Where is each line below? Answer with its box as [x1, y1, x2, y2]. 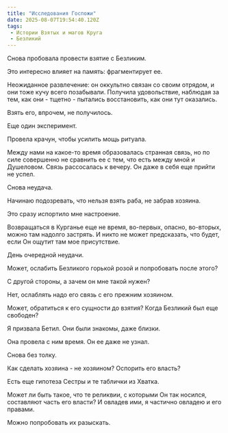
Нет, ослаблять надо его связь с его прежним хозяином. [7, 291, 174, 299]
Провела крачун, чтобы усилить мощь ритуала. [7, 135, 147, 144]
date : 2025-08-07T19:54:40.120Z [7, 16, 99, 23]
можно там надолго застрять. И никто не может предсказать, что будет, [7, 231, 220, 239]
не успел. [7, 170, 36, 179]
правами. [7, 405, 35, 414]
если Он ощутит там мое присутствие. [7, 237, 121, 246]
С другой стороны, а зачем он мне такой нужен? [7, 278, 151, 286]
